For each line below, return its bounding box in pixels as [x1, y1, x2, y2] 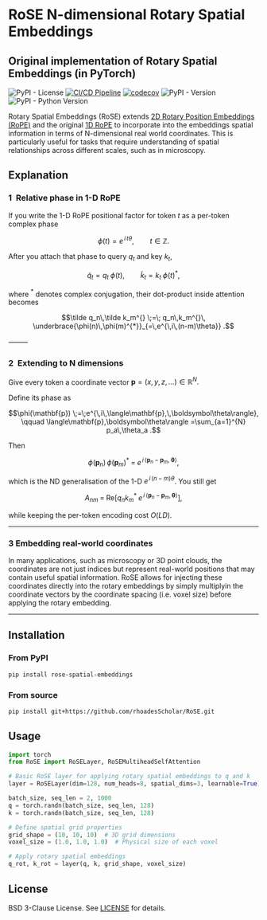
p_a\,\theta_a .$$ [106, 425, 161, 435]
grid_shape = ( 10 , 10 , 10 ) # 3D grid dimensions [8, 831, 176, 839]
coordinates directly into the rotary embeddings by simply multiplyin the [8, 581, 244, 591]
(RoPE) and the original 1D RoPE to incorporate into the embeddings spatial [8, 120, 253, 129]
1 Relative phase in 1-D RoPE [8, 193, 121, 204]
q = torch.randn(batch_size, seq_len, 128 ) [8, 801, 155, 809]
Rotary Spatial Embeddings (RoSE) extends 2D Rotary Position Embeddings [8, 112, 255, 121]
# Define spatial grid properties [8, 823, 123, 832]
